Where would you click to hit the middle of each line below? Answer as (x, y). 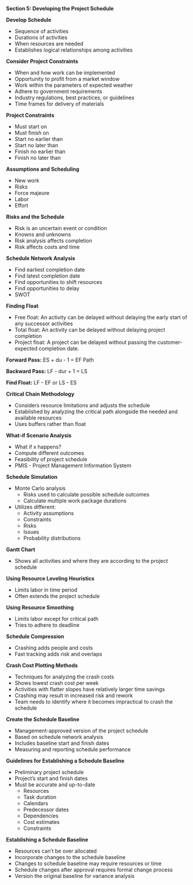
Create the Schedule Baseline (43, 719)
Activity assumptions (49, 513)
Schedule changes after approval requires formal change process (94, 870)
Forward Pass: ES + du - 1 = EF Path (50, 360)
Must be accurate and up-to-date (55, 785)
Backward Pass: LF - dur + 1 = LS (47, 371)
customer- (170, 342)
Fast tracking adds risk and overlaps (58, 654)
